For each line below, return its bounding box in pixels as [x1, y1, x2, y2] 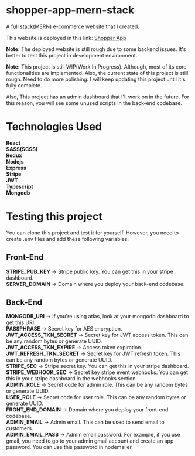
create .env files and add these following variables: [6, 235, 129, 242]
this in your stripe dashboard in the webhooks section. [6, 375, 138, 382]
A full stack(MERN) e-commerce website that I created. [6, 23, 139, 30]
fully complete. [6, 81, 42, 89]
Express [6, 164, 26, 171]
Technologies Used [6, 120, 102, 134]
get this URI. [6, 319, 36, 326]
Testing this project [6, 210, 102, 223]
